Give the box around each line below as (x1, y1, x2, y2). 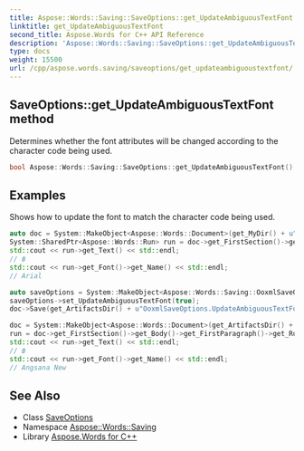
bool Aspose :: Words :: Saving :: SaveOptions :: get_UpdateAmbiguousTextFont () (9, 162, 294, 172)
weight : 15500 (9, 55, 63, 64)
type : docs (9, 47, 51, 56)
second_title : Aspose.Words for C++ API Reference (9, 30, 204, 39)
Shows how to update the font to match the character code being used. (9, 212, 276, 223)
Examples (9, 187, 66, 203)
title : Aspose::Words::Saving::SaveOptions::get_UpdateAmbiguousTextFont (9, 13, 294, 23)
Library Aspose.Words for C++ (22, 431, 138, 442)
